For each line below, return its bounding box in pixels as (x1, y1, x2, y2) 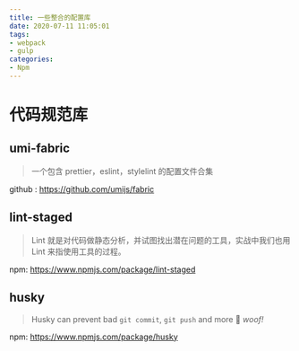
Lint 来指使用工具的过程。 (30, 246, 126, 257)
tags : (9, 30, 30, 39)
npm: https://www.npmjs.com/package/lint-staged (9, 264, 196, 275)
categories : (9, 55, 54, 64)
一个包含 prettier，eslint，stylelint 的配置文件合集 (30, 165, 213, 176)
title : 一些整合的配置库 (9, 13, 91, 22)
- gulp (9, 47, 34, 56)
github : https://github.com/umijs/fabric (9, 183, 155, 194)
